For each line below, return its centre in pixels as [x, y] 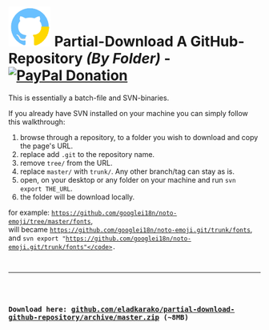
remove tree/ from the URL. [66, 163]
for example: [29, 212]
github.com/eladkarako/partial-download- [153, 310]
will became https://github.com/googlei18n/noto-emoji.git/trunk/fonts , [130, 229]
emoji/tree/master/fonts [50, 221]
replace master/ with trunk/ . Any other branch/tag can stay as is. [127, 171]
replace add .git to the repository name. [87, 154]
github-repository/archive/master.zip [84, 318]
